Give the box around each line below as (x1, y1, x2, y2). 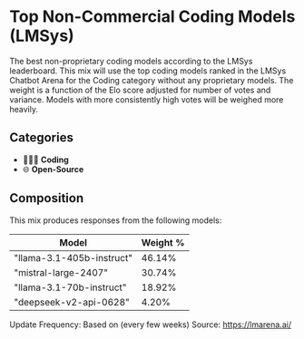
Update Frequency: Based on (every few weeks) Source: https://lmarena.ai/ (9, 319, 292, 330)
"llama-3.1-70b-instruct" (14, 281, 127, 294)
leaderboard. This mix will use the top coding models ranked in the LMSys (9, 65, 287, 76)
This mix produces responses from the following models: (9, 215, 222, 226)
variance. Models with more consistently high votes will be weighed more (9, 93, 284, 105)
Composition (9, 190, 84, 206)
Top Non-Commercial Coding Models (9, 6, 296, 27)
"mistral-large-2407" (14, 266, 109, 278)
